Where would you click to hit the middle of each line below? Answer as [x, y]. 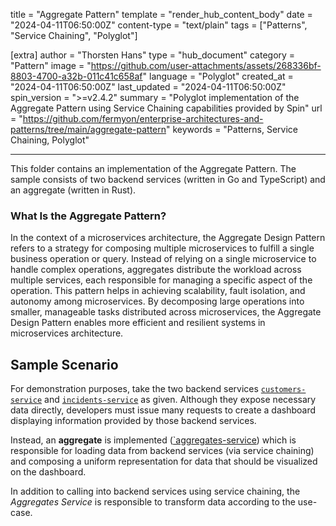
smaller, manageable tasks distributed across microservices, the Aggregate [166, 312]
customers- [283, 390]
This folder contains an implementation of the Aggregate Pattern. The [153, 168]
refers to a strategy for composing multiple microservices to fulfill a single [162, 248]
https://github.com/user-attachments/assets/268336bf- [206, 65]
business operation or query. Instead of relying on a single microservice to [163, 259]
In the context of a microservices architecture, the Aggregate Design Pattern [168, 238]
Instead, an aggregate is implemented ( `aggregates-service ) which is [153, 440]
